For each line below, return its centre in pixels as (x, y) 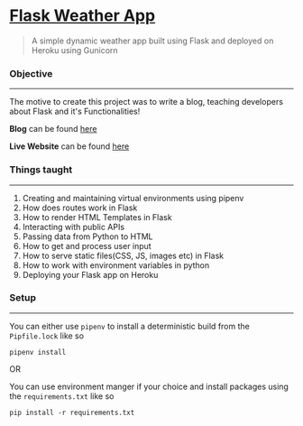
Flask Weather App (83, 16)
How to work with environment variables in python (116, 265)
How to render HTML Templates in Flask (97, 217)
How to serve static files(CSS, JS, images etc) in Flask (123, 255)
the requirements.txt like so (62, 396)
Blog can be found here (53, 129)
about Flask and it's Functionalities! (75, 111)
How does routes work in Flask (80, 208)
